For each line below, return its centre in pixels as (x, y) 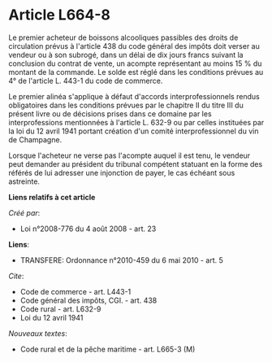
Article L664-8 (60, 15)
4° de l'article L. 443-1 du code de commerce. (86, 81)
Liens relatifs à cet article (52, 197)
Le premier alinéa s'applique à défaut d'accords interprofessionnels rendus (134, 96)
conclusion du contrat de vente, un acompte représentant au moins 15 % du (135, 63)
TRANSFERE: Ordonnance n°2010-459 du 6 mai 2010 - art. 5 (121, 260)
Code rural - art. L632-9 (60, 309)
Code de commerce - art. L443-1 (76, 291)
